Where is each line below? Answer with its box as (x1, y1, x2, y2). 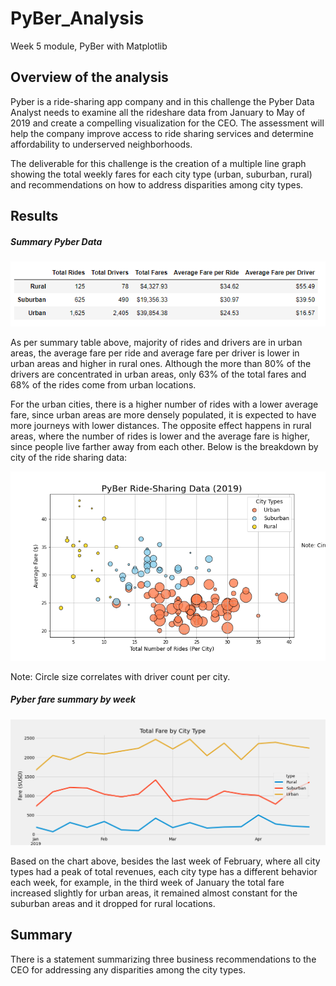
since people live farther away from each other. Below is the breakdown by (10, 441, 319, 453)
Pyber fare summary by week (10, 693, 137, 706)
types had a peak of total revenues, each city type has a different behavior (10, 866, 318, 877)
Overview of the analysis (10, 69, 169, 86)
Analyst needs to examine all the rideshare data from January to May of (10, 106, 306, 118)
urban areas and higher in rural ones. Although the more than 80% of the (10, 358, 312, 370)
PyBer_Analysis (10, 7, 145, 30)
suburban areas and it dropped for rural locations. (10, 898, 216, 909)
